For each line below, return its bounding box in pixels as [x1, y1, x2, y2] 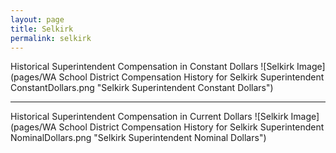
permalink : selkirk [10, 33, 92, 43]
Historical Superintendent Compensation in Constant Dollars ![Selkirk [10, 61, 295, 73]
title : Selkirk [10, 24, 74, 34]
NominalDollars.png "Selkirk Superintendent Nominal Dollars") [10, 132, 267, 144]
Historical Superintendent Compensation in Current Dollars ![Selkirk [10, 111, 289, 123]
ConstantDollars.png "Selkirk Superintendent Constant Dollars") [10, 82, 274, 94]
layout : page [10, 14, 65, 25]
